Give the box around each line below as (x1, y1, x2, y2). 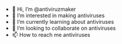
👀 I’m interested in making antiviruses (11, 12, 105, 19)
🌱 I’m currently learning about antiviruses (11, 18, 114, 25)
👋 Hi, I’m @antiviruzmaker (11, 6, 76, 12)
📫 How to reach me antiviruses (11, 32, 91, 38)
